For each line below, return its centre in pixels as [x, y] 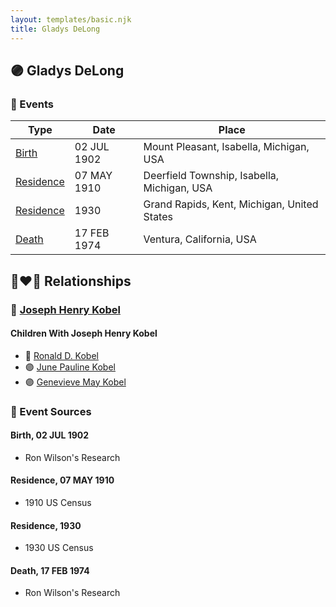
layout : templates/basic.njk [71, 19]
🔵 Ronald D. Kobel [61, 355]
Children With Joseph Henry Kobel [84, 333]
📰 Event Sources [51, 411]
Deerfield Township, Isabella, [211, 176]
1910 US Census [58, 503]
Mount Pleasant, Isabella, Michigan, [226, 147]
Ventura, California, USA [200, 239]
